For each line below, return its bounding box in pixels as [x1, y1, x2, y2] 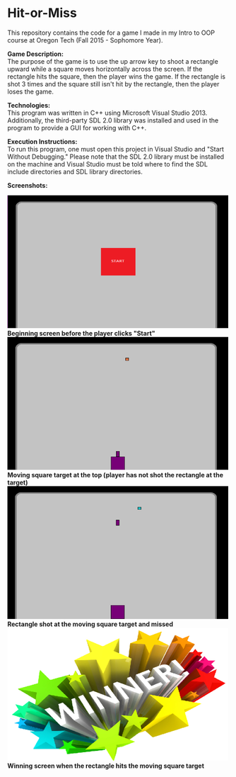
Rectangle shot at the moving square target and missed [7, 620, 174, 628]
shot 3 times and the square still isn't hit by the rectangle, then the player [7, 79, 220, 88]
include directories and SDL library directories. [7, 167, 143, 176]
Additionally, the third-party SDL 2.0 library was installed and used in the [7, 115, 219, 125]
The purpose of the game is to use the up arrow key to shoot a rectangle [7, 57, 219, 65]
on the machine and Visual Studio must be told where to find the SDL [7, 159, 208, 168]
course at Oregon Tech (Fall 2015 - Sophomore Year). [7, 35, 163, 44]
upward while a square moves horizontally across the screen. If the [7, 64, 203, 73]
